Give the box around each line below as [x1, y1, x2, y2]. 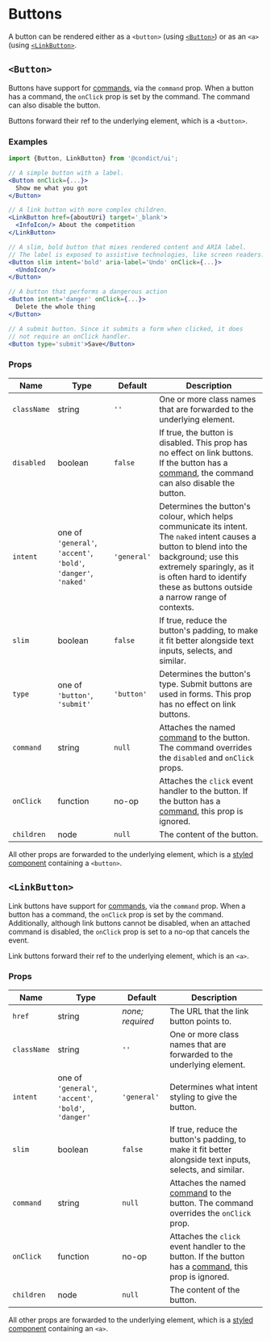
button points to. [169, 1015, 232, 1027]
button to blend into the [158, 540, 248, 552]
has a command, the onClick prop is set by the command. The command [8, 91, 250, 101]
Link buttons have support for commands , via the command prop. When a [8, 901, 246, 910]
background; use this [158, 551, 240, 562]
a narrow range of [158, 591, 227, 603]
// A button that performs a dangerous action [8, 288, 168, 296]
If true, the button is [158, 427, 234, 438]
